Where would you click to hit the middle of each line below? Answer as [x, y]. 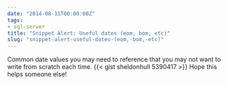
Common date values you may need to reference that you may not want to [114, 59]
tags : [15, 20]
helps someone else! [37, 75]
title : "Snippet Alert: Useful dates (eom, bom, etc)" [89, 33]
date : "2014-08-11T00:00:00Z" [51, 14]
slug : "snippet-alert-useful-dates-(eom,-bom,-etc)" [86, 40]
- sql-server [26, 26]
